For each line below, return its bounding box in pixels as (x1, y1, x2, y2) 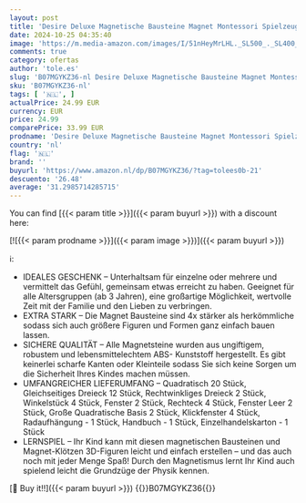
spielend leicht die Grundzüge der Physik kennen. (22, 466, 209, 477)
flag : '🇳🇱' (9, 149, 55, 158)
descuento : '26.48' (9, 174, 84, 183)
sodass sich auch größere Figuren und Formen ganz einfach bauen (22, 320, 275, 331)
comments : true (9, 47, 67, 56)
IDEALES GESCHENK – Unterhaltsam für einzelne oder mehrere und (22, 272, 278, 282)
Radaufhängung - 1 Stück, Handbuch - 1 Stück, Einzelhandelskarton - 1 (22, 416, 289, 428)
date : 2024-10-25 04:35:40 (9, 30, 112, 39)
